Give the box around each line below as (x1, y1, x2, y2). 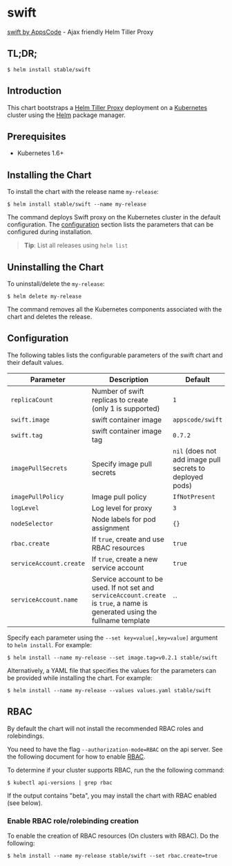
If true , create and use (91, 534, 164, 544)
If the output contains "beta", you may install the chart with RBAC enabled (7, 791, 217, 800)
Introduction (7, 85, 62, 97)
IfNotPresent (172, 493, 215, 500)
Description (109, 375, 149, 384)
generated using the (91, 607, 157, 617)
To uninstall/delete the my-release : (7, 280, 105, 288)
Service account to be (91, 574, 164, 584)
